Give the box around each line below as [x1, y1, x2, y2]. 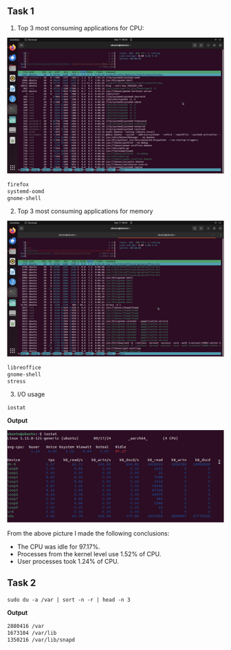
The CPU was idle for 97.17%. [16, 542, 101, 551]
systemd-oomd [7, 187, 45, 195]
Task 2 [7, 577, 36, 589]
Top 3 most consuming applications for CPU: [16, 23, 144, 32]
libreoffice [7, 364, 41, 371]
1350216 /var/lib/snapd [7, 636, 76, 643]
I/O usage [16, 389, 45, 398]
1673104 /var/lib [7, 629, 57, 636]
